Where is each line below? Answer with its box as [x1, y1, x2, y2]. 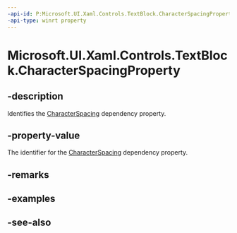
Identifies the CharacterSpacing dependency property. [7, 109, 166, 117]
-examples [7, 193, 56, 205]
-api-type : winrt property [7, 17, 87, 24]
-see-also [7, 217, 51, 229]
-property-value [7, 129, 80, 141]
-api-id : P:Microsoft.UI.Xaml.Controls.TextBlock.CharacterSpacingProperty [7, 10, 235, 18]
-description [7, 90, 63, 102]
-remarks [7, 169, 49, 181]
